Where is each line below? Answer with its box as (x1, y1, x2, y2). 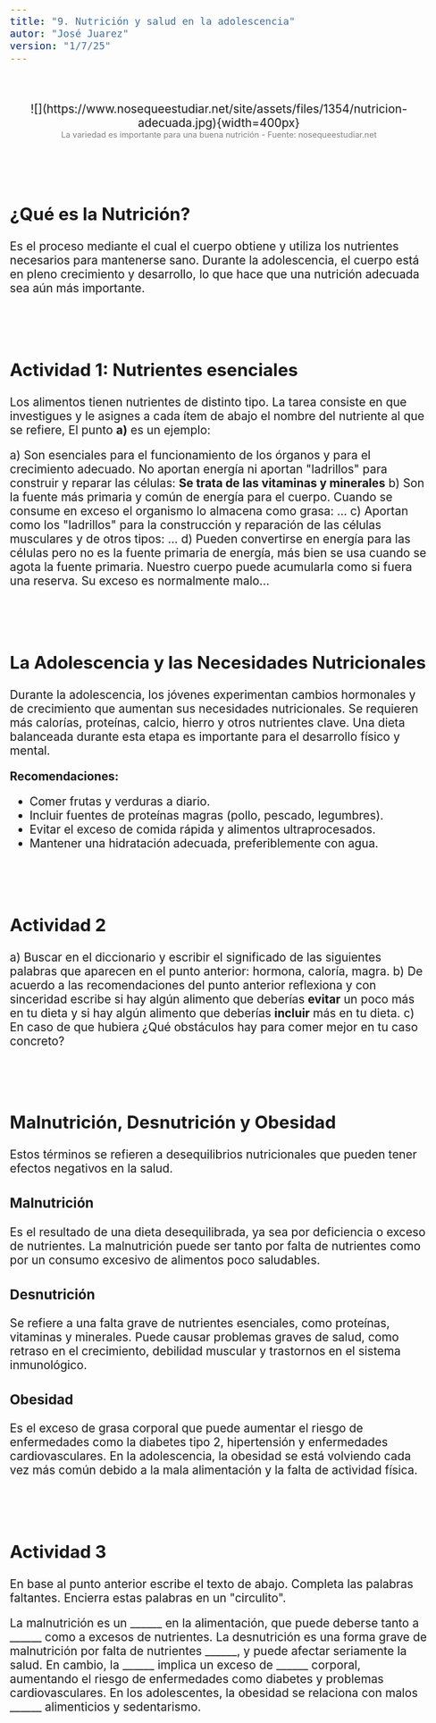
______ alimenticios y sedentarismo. (9, 1700, 201, 1715)
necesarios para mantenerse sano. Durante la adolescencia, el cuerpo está (9, 253, 420, 268)
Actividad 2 (9, 913, 106, 937)
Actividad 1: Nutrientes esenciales (9, 358, 298, 381)
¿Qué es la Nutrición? (9, 203, 191, 226)
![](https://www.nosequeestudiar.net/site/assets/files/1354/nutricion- (29, 101, 408, 116)
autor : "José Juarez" (9, 28, 130, 40)
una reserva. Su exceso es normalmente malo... (9, 574, 270, 589)
